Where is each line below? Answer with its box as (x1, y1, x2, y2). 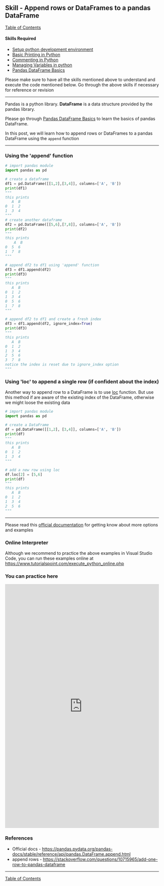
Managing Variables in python (12, 62, 72, 68)
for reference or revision (5, 87, 54, 93)
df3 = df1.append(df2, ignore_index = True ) (5, 322, 93, 326)
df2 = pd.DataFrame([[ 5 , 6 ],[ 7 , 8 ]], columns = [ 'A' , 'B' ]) (5, 222, 121, 227)
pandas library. (5, 106, 35, 112)
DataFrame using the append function (5, 136, 79, 141)
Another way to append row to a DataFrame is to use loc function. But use (5, 389, 154, 395)
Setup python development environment (12, 46, 94, 53)
